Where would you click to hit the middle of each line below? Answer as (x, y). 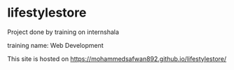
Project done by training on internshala (63, 32)
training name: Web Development (55, 45)
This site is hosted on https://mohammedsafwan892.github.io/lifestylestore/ (117, 59)
